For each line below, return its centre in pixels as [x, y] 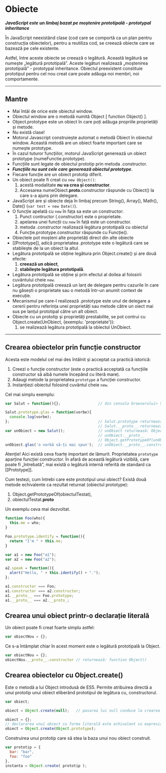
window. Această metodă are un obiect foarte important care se [77, 143]
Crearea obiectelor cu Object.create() [64, 675]
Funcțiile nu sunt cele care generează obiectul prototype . [72, 169]
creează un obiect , [39, 264]
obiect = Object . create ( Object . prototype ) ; [51, 729]
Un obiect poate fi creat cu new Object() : [54, 179]
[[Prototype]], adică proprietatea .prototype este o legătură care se [81, 243]
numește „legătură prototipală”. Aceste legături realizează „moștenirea [77, 63]
